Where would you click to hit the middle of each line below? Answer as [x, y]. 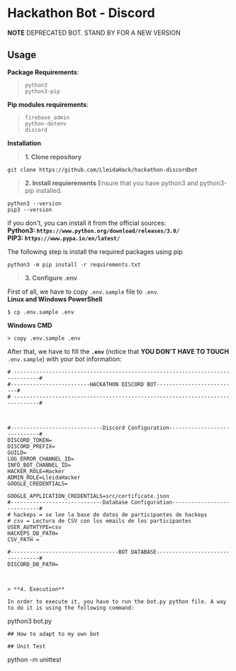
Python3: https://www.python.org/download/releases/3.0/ [94, 230]
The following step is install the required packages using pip [95, 251]
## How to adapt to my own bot [54, 634]
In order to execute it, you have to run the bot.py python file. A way [117, 601]
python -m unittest [34, 659]
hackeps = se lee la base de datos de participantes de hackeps [111, 515]
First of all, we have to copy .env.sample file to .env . [83, 292]
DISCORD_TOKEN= [30, 440]
